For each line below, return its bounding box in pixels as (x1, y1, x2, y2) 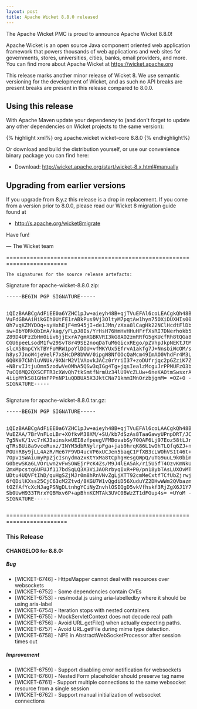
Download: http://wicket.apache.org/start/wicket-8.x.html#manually (14, 163, 179, 170)
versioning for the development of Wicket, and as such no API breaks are (6, 78, 183, 85)
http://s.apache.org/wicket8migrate (14, 220, 101, 227)
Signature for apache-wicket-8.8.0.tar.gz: (6, 397, 106, 404)
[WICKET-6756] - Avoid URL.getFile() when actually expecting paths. (14, 619, 182, 626)
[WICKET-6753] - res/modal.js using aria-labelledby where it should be (14, 594, 186, 601)
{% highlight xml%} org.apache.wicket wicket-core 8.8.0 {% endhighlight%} (6, 135, 191, 142)
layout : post (6, 8, 38, 15)
